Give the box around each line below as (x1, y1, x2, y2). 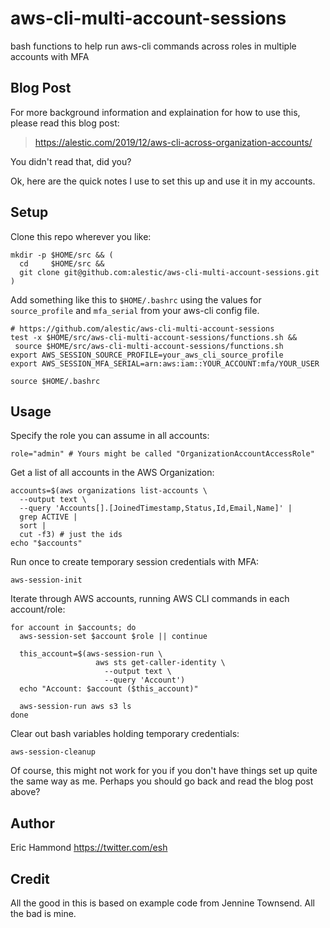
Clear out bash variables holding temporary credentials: (10, 728, 240, 740)
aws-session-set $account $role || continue (19, 632, 208, 642)
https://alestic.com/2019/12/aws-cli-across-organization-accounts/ (34, 136, 313, 148)
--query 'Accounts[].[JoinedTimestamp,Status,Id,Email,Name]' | (19, 503, 293, 514)
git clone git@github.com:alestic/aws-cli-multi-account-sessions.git (19, 267, 320, 277)
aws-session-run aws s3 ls (19, 702, 132, 712)
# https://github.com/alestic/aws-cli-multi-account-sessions (10, 323, 275, 334)
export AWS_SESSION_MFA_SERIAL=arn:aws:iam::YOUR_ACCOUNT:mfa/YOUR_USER (10, 358, 320, 369)
